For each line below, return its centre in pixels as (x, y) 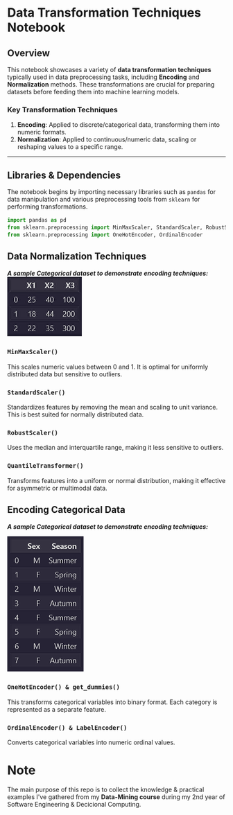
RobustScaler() (33, 433)
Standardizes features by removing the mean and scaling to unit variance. (113, 407)
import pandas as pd (37, 220)
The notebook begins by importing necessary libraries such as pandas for (112, 192)
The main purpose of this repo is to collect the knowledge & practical (106, 790)
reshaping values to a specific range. (70, 147)
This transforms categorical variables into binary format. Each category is (112, 702)
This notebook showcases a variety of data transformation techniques (109, 70)
